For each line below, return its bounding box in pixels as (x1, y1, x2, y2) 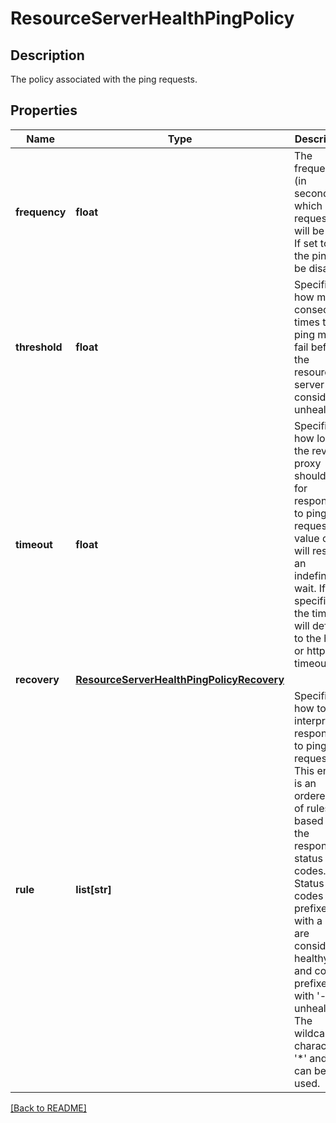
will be (294, 223, 325, 237)
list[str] (75, 882, 112, 896)
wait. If (294, 581, 327, 595)
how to (294, 701, 327, 715)
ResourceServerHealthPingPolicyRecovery (75, 672, 285, 686)
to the (294, 631, 322, 645)
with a (294, 913, 323, 927)
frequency (15, 205, 67, 219)
